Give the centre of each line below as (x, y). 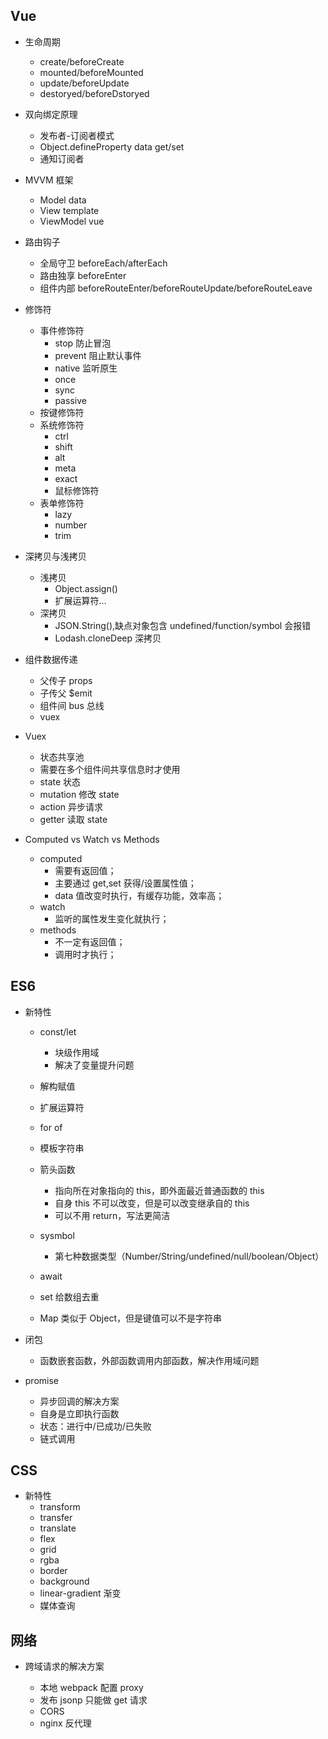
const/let (58, 1031)
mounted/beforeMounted (91, 72)
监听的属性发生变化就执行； (112, 918)
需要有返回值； (85, 870)
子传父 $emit (66, 693)
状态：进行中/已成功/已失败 (95, 1426)
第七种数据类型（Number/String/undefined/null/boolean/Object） (189, 1256)
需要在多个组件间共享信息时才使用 (110, 769)
